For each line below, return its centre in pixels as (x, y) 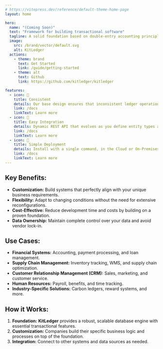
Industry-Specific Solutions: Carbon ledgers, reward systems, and (79, 289)
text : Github (31, 77)
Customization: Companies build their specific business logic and (78, 332)
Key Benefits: (26, 178)
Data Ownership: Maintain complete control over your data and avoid (81, 220)
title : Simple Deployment (40, 145)
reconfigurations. (29, 205)
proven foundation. (31, 215)
